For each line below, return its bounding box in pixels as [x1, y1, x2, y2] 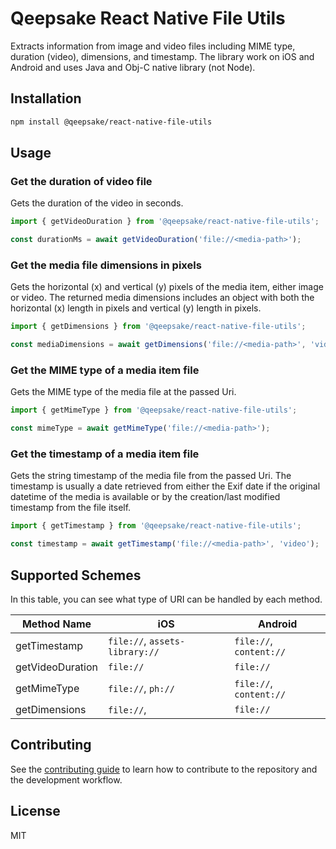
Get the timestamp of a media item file [10, 447, 200, 461]
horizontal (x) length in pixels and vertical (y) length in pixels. [10, 302, 262, 314]
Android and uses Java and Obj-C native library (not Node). [10, 61, 256, 73]
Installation [10, 90, 82, 107]
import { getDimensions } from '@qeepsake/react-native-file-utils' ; [10, 322, 307, 332]
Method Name [21, 617, 92, 631]
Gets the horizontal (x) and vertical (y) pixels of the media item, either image [10, 281, 324, 293]
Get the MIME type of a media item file [10, 363, 200, 377]
